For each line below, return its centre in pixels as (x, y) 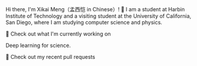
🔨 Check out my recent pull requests (50, 57)
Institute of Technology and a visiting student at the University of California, (98, 16)
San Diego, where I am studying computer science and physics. (84, 22)
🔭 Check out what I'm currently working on (58, 34)
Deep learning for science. (38, 45)
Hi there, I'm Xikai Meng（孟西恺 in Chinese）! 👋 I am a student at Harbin (95, 9)
